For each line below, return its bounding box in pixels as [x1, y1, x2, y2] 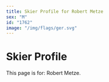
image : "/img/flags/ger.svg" [6, 25, 77, 31]
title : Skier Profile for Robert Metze [6, 8, 104, 15]
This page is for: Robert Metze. [6, 70, 81, 77]
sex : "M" [6, 14, 28, 20]
